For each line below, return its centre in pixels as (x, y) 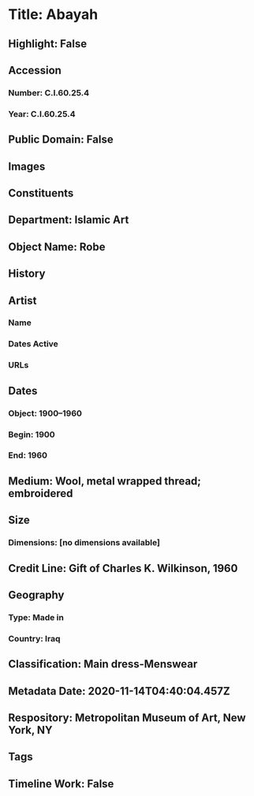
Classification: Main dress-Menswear (103, 664)
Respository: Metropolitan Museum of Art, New (127, 718)
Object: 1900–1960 (45, 413)
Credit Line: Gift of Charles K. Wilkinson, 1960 (123, 568)
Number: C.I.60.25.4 (49, 92)
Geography (36, 594)
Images (27, 166)
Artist (22, 300)
